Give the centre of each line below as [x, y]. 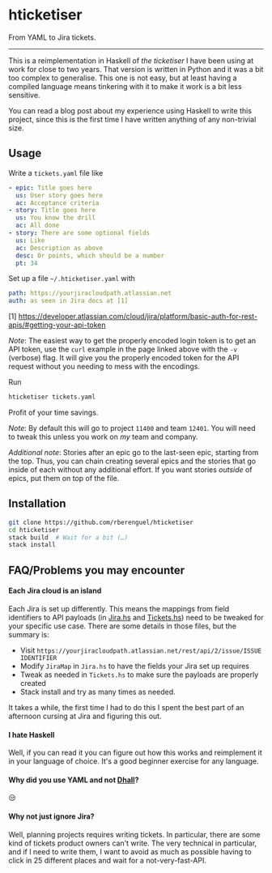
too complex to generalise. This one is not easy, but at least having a [123, 78]
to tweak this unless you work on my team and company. [103, 436]
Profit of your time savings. [53, 412]
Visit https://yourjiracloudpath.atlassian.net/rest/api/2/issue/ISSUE [140, 650]
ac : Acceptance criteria [57, 203]
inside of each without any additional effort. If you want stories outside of [130, 470]
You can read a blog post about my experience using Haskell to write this [130, 110]
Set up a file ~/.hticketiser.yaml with [72, 279]
